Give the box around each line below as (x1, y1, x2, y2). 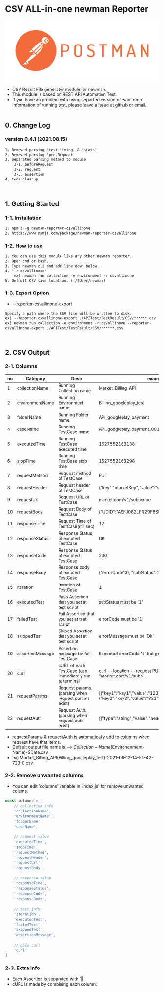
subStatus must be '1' (99, 599, 143, 605)
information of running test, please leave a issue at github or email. (12, 102, 146, 108)
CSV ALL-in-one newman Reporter (5, 3, 149, 15)
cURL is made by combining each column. (12, 981, 97, 987)
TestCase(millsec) (58, 523, 95, 529)
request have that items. (12, 739, 61, 744)
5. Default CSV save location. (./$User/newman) (5, 278, 106, 283)
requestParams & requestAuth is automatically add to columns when (12, 734, 150, 740)
